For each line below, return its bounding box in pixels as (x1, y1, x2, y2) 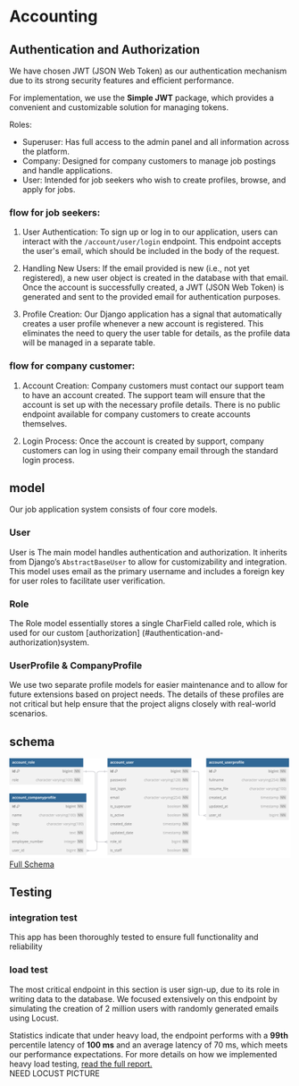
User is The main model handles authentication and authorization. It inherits (9, 547, 287, 557)
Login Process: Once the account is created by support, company (21, 436, 265, 446)
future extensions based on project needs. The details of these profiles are (9, 689, 285, 700)
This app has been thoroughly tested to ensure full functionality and (9, 932, 259, 943)
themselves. (21, 418, 68, 428)
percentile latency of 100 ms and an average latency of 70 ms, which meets (9, 1039, 288, 1050)
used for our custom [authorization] (9, 628, 140, 638)
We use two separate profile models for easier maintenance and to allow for (9, 680, 288, 691)
